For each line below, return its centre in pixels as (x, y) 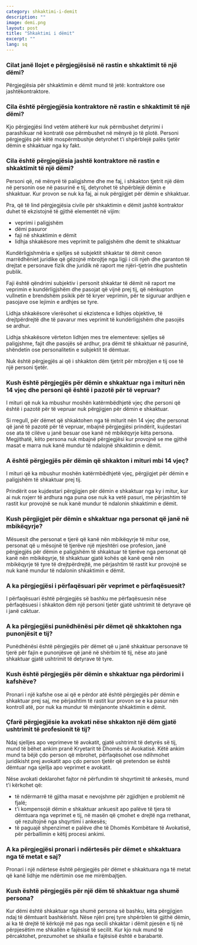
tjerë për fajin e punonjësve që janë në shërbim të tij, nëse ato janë (87, 653)
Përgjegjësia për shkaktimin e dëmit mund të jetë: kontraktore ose (86, 85)
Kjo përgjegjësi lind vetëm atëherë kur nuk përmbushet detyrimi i (85, 127)
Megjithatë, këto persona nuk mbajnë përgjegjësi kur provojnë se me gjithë (97, 439)
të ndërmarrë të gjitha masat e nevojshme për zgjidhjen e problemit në (100, 796)
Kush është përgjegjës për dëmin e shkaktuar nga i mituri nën (96, 382)
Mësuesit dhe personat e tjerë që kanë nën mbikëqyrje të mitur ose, (88, 539)
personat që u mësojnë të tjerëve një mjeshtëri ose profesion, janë (86, 545)
